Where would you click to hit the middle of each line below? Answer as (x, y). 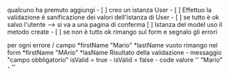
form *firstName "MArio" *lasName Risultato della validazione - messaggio (114, 52)
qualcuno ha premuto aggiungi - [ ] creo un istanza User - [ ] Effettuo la (110, 10)
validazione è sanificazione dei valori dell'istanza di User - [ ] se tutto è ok (113, 17)
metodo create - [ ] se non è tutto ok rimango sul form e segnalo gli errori (112, 32)
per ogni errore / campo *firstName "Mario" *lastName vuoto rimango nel (112, 45)
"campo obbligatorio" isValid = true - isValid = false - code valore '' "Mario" (115, 60)
